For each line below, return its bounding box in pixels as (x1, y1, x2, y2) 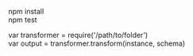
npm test (8, 15, 37, 24)
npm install (8, 7, 44, 16)
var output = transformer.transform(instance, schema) (8, 39, 185, 48)
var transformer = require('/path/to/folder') (8, 31, 149, 39)
